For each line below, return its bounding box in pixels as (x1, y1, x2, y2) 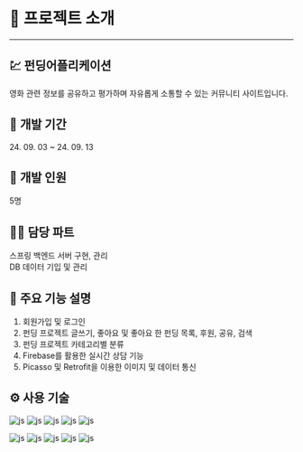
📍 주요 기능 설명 (9, 290, 92, 306)
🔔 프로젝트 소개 (9, 8, 115, 29)
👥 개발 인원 (9, 169, 68, 185)
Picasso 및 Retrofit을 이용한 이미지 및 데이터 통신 (22, 362, 197, 372)
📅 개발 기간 (9, 117, 68, 132)
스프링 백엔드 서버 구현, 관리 (9, 250, 108, 261)
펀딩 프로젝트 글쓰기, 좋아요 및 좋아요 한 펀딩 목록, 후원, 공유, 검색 (22, 327, 253, 338)
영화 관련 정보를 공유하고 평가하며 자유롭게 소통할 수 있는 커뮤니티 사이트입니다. (9, 88, 289, 99)
